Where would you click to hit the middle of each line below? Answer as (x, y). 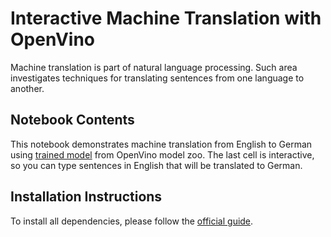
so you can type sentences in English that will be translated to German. (156, 165)
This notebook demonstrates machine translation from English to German (161, 144)
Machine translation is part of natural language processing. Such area (154, 67)
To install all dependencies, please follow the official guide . (132, 221)
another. (27, 88)
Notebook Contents (72, 120)
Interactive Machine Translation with (166, 18)
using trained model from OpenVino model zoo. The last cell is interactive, (162, 154)
